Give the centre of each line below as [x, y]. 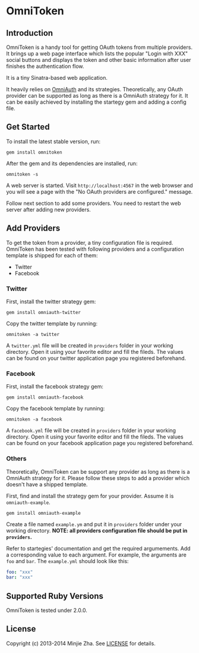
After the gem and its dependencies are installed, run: [72, 163]
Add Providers [33, 228]
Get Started [28, 127]
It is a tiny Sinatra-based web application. [57, 78]
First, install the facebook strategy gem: [55, 387]
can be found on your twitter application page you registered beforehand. [96, 358]
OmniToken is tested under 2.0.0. [47, 610]
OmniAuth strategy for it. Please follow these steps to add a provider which [98, 478]
